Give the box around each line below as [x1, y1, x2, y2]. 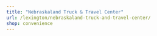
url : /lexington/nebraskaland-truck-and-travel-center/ [6, 15, 151, 21]
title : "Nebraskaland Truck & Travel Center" [6, 9, 124, 15]
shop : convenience [6, 20, 53, 26]
